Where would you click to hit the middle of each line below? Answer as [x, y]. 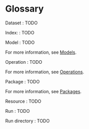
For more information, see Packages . [43, 91]
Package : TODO [23, 81]
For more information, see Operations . [45, 72]
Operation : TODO [24, 62]
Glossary [25, 9]
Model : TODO [20, 42]
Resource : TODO [23, 101]
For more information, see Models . [41, 52]
